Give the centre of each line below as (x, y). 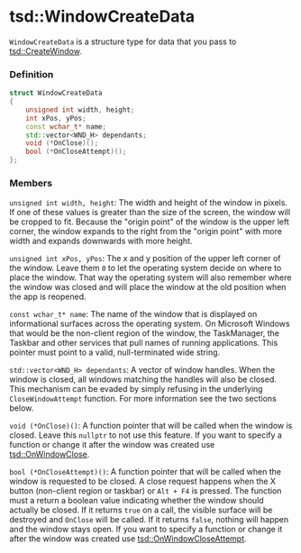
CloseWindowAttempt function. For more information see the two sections (143, 399)
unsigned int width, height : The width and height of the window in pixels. (149, 203)
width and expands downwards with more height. (101, 241)
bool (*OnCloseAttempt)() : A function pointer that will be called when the (146, 472)
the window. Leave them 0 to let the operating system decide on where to (146, 268)
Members (31, 184)
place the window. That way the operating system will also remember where (150, 277)
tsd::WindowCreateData (102, 17)
